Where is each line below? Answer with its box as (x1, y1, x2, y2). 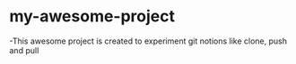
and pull (9, 44, 39, 55)
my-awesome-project (9, 6, 175, 27)
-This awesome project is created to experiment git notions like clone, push (9, 36, 288, 46)
